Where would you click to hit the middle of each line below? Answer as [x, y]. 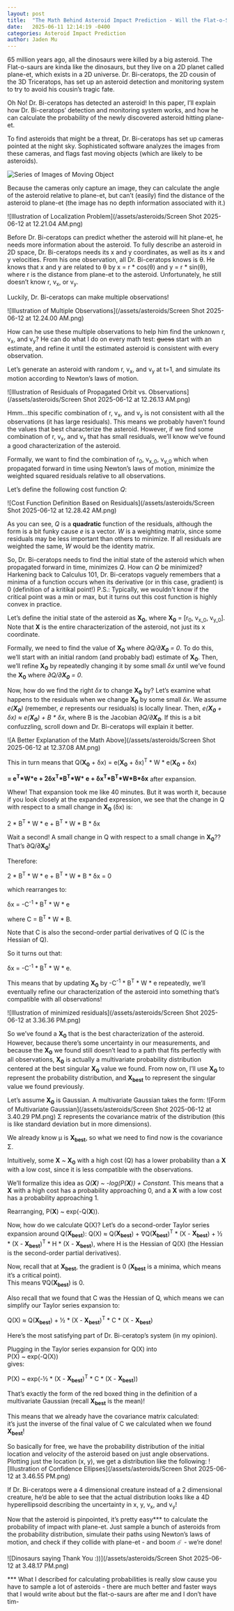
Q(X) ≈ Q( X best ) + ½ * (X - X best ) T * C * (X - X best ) [80, 1320]
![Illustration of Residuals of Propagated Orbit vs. [77, 391]
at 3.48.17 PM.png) [42, 1566]
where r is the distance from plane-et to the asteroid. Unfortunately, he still [114, 275]
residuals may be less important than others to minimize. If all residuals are [114, 538]
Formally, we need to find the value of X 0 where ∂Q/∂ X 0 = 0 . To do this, [110, 649]
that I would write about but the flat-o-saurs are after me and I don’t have [112, 1594]
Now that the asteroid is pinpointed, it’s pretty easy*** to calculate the [108, 1519]
